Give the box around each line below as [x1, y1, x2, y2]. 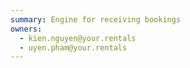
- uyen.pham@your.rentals [19, 42, 128, 53]
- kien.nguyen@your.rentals [19, 33, 137, 43]
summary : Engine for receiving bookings [10, 14, 182, 25]
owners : [10, 24, 43, 34]
